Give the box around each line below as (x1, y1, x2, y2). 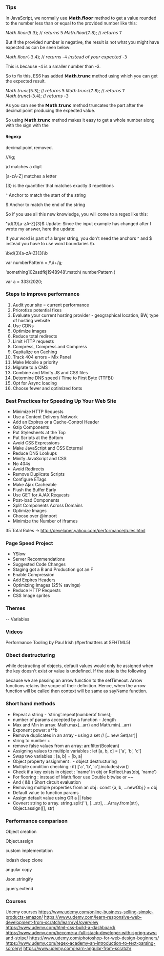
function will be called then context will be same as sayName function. (5, 688, 147, 694)
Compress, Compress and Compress (12, 343, 87, 349)
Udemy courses (5, 909, 38, 915)
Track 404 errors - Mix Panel (12, 354, 71, 360)
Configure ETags (12, 476, 47, 482)
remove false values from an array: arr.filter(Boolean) (12, 743, 120, 749)
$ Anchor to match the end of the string (5, 202, 85, 207)
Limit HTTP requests (12, 338, 54, 344)
